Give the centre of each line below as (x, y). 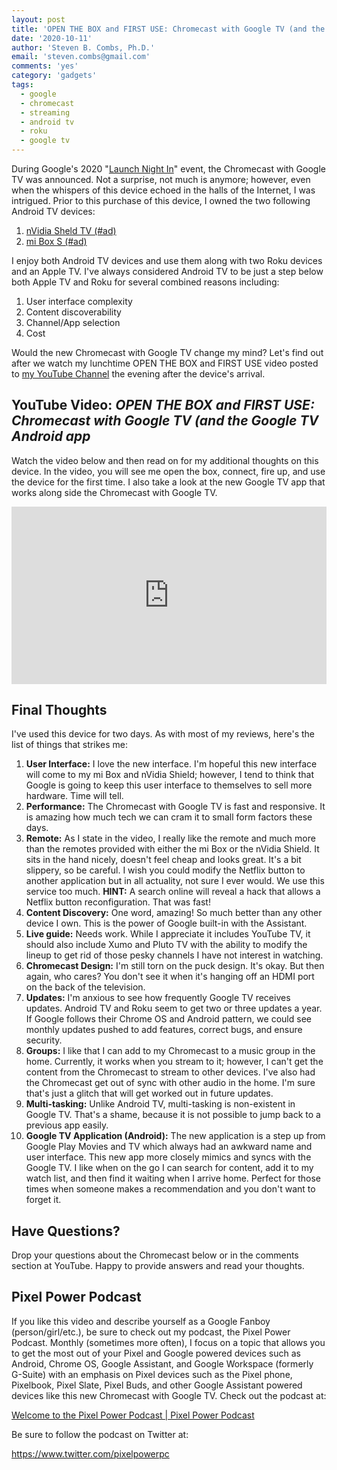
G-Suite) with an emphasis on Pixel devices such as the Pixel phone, (152, 1374)
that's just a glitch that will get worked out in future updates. (149, 1093)
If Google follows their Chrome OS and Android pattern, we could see (168, 1019)
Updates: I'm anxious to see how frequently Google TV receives (158, 998)
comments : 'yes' (45, 66)
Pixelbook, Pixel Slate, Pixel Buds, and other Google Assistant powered (157, 1385)
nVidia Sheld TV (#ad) (71, 230)
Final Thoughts (59, 709)
